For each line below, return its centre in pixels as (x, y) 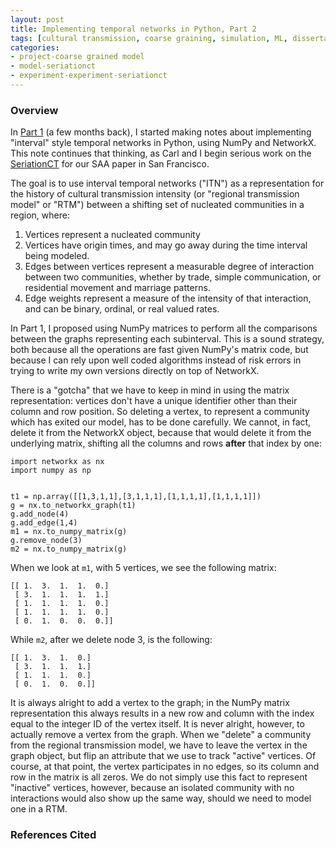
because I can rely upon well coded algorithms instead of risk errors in (156, 360)
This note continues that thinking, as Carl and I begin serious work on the (161, 153)
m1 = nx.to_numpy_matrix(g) (69, 532)
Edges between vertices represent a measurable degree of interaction (169, 267)
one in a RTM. (39, 809)
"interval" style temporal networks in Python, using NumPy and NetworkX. (163, 143)
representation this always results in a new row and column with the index (162, 713)
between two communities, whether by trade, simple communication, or (173, 277)
